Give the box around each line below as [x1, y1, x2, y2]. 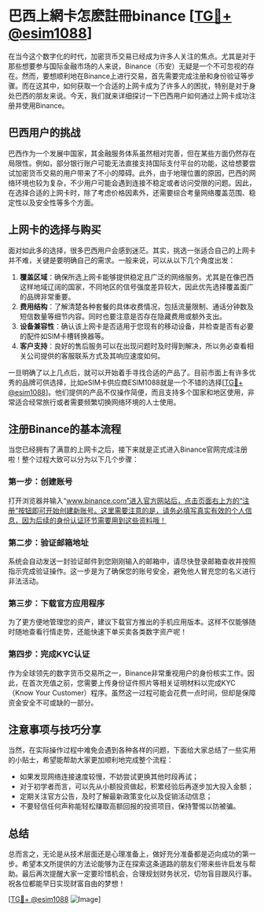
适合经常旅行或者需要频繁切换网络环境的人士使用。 [14, 397, 181, 407]
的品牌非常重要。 [19, 292, 75, 301]
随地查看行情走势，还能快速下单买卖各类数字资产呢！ [14, 627, 187, 637]
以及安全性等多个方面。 [21, 198, 98, 207]
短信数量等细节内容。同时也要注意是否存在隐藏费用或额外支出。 [19, 311, 226, 321]
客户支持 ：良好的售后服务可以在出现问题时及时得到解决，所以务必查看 [19, 341, 247, 351]
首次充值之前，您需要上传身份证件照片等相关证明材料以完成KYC [28, 678, 236, 687]
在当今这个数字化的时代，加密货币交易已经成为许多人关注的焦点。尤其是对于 [8, 51, 256, 61]
